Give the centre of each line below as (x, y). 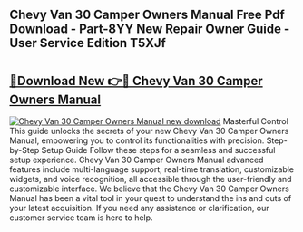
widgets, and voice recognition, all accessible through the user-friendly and (151, 179)
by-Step (24, 150)
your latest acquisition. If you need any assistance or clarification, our (139, 208)
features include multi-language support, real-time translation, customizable (152, 169)
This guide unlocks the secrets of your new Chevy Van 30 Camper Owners (149, 131)
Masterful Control (255, 121)
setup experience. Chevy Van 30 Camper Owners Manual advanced (137, 159)
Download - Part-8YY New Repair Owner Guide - (150, 29)
